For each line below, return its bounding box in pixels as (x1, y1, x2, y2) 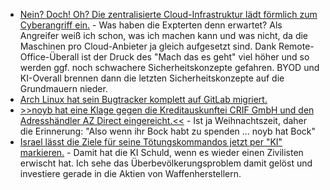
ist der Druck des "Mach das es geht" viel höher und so (81, 51, 310, 63)
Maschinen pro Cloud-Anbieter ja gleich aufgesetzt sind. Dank (19, 40, 277, 52)
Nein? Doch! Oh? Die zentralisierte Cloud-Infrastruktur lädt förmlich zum (19, 9, 318, 20)
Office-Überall (19, 51, 80, 63)
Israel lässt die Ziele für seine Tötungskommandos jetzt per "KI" (19, 136, 283, 148)
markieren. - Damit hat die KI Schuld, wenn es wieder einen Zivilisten (19, 147, 304, 158)
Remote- (278, 40, 315, 52)
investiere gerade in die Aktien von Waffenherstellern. (19, 168, 242, 179)
